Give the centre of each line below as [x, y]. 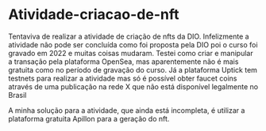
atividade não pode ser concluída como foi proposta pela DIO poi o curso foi [133, 44]
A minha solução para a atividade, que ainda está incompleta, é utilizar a [127, 110]
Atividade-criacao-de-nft [94, 15]
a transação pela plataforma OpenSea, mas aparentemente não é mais [123, 62]
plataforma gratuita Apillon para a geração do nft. [89, 118]
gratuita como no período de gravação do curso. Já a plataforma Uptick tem [133, 69]
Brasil [17, 95]
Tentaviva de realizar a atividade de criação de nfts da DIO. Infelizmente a [129, 36]
